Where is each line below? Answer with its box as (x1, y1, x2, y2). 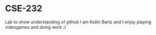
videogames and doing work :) (5, 24, 67, 30)
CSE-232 (5, 3, 42, 14)
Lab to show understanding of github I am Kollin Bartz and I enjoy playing (5, 19, 152, 25)
